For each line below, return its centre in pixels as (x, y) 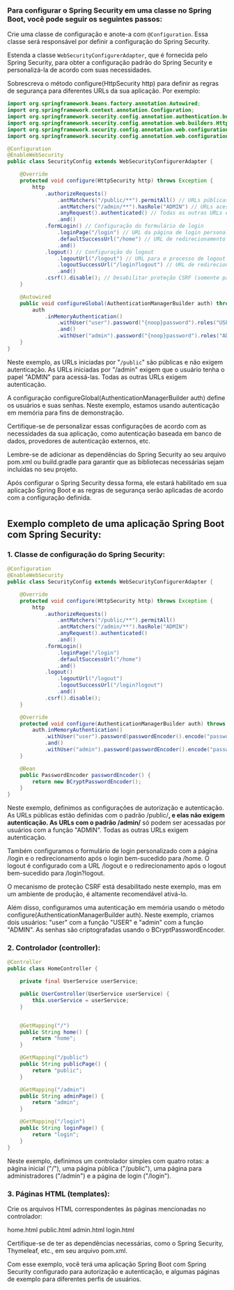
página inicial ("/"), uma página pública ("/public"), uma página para (104, 1168)
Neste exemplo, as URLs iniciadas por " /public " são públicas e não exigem (115, 362)
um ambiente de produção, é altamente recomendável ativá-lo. (97, 894)
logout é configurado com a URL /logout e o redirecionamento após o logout (117, 866)
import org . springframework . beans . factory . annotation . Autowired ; (104, 104)
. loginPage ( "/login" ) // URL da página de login (128, 233)
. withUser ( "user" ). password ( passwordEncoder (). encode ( (126, 737)
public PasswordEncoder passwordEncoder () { (85, 775)
